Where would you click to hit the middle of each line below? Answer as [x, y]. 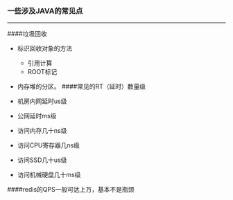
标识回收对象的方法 [45, 48]
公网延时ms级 [37, 116]
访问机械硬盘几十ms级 [49, 175]
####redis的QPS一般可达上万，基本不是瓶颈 [71, 190]
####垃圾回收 [27, 34]
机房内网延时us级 [42, 101]
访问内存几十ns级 [42, 131]
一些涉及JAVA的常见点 [45, 10]
